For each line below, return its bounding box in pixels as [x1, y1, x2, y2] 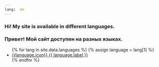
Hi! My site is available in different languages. [4, 23, 115, 29]
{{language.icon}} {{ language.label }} [11, 52, 88, 58]
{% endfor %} [11, 57, 40, 63]
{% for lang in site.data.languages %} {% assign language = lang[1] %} [11, 47, 155, 53]
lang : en [4, 7, 25, 12]
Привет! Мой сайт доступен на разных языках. [4, 36, 123, 42]
